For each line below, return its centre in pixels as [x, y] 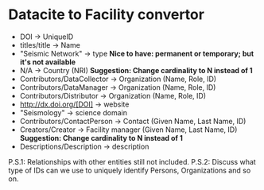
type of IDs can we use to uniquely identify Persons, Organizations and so [130, 170]
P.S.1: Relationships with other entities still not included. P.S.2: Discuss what [132, 161]
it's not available [48, 62]
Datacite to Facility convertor [107, 15]
